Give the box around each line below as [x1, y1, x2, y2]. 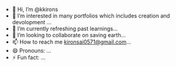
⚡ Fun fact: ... [12, 54, 46, 61]
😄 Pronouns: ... [12, 47, 52, 54]
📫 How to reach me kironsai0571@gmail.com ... [12, 38, 132, 45]
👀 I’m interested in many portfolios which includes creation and [12, 12, 171, 19]
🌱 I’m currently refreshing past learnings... [12, 25, 118, 32]
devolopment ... [12, 19, 52, 25]
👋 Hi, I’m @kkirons [12, 6, 58, 13]
